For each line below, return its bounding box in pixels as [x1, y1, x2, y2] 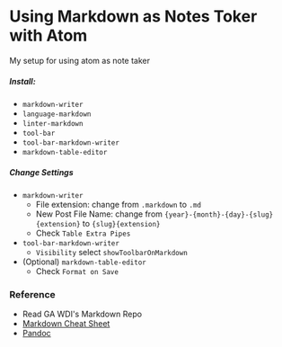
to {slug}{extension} [82, 218, 161, 228]
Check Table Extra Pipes [35, 227, 131, 238]
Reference [9, 288, 56, 300]
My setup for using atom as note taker [9, 55, 151, 66]
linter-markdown [22, 119, 84, 128]
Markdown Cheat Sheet [22, 318, 110, 329]
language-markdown [22, 110, 92, 119]
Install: [9, 76, 36, 86]
